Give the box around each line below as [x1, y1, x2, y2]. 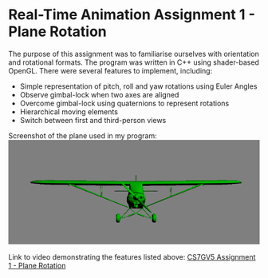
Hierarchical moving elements [19, 106, 118, 117]
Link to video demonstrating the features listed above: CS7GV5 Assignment [8, 252, 256, 261]
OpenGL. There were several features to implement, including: [8, 66, 213, 75]
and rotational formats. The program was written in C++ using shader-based [8, 58, 259, 67]
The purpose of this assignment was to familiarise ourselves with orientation [8, 49, 259, 58]
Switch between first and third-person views [19, 115, 167, 125]
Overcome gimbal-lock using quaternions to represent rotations [19, 98, 230, 108]
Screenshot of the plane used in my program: [8, 130, 157, 141]
